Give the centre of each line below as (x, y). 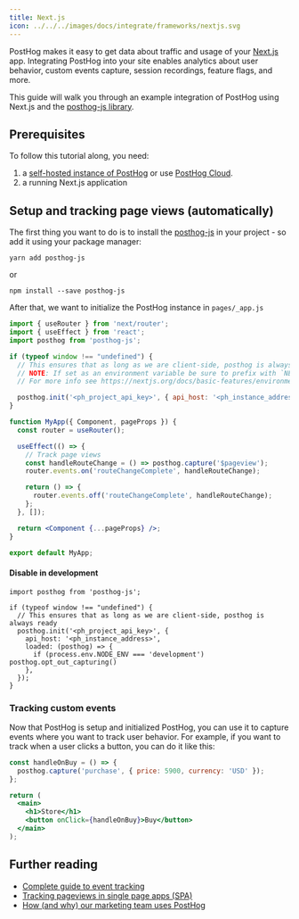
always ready (33, 623)
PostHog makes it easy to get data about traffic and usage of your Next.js (144, 51)
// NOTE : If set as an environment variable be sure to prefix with (147, 373)
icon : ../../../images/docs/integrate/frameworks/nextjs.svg (125, 26)
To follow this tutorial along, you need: (79, 156)
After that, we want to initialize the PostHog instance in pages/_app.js (137, 308)
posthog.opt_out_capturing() (63, 662)
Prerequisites (47, 134)
